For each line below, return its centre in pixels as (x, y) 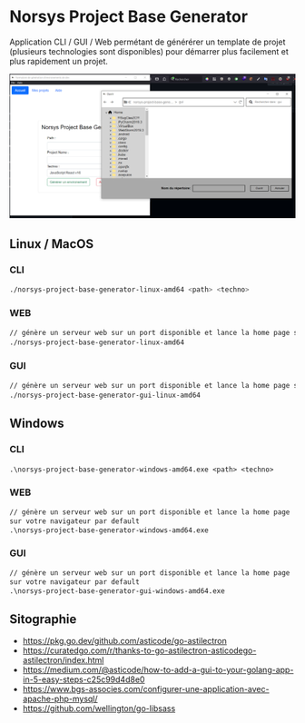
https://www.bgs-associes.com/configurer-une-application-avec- (146, 689)
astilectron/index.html (63, 660)
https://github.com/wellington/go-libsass (99, 708)
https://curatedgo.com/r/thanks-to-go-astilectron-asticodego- (139, 650)
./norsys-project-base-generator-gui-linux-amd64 (105, 396)
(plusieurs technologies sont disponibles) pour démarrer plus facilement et (149, 51)
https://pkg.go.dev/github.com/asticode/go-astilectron (124, 641)
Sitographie (43, 619)
